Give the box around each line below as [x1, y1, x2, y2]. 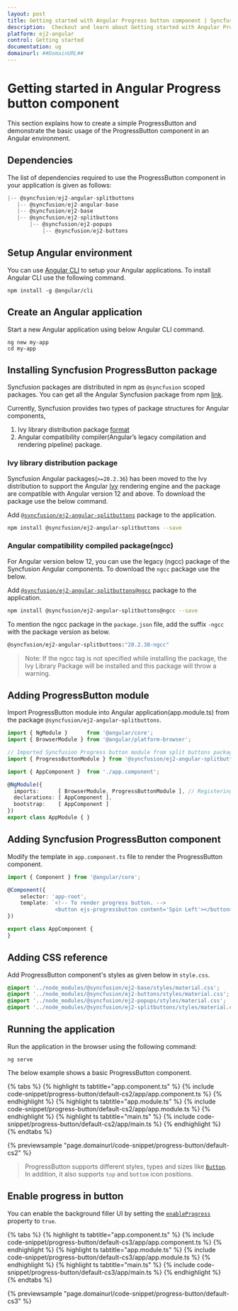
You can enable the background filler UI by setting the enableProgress [7, 1209, 211, 1218]
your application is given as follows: [7, 181, 112, 189]
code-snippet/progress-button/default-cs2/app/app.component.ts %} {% [7, 1089, 222, 1098]
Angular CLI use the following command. [7, 273, 126, 282]
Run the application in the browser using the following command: [7, 1042, 197, 1050]
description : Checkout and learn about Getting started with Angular [7, 23, 220, 30]
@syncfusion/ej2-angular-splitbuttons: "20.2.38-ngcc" [7, 641, 170, 648]
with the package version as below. [7, 628, 110, 636]
